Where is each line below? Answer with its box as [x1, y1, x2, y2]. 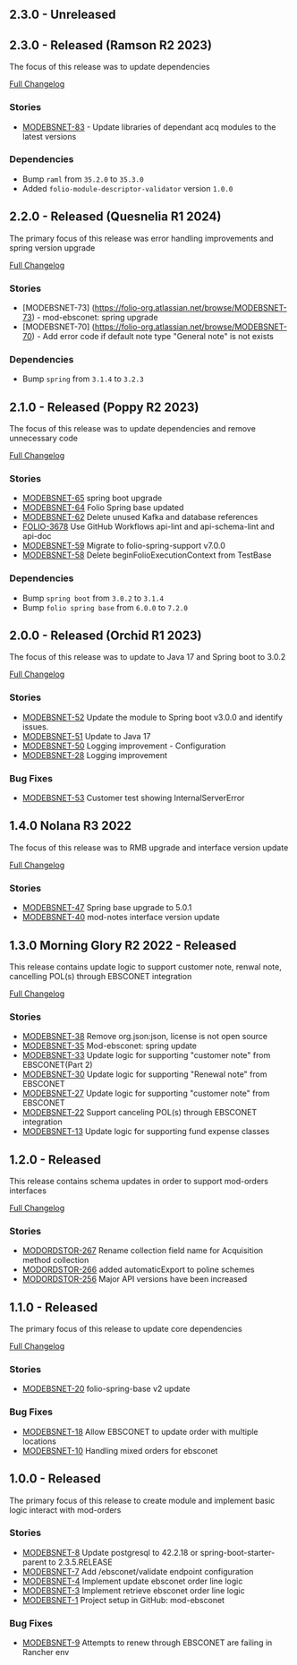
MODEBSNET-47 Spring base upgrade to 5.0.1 [21, 902, 192, 913]
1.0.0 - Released [9, 1472, 101, 1487]
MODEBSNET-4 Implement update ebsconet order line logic [21, 1575, 243, 1586]
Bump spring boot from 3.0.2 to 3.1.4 [21, 593, 164, 603]
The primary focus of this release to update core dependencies [9, 1324, 243, 1335]
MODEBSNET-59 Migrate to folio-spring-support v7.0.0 [21, 541, 225, 551]
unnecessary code [9, 433, 79, 444]
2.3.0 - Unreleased [9, 7, 116, 22]
